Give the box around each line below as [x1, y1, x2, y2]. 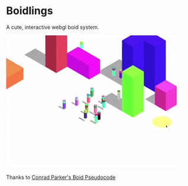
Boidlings [6, 4, 53, 18]
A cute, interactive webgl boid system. [6, 24, 99, 31]
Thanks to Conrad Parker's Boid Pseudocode [6, 174, 116, 181]
